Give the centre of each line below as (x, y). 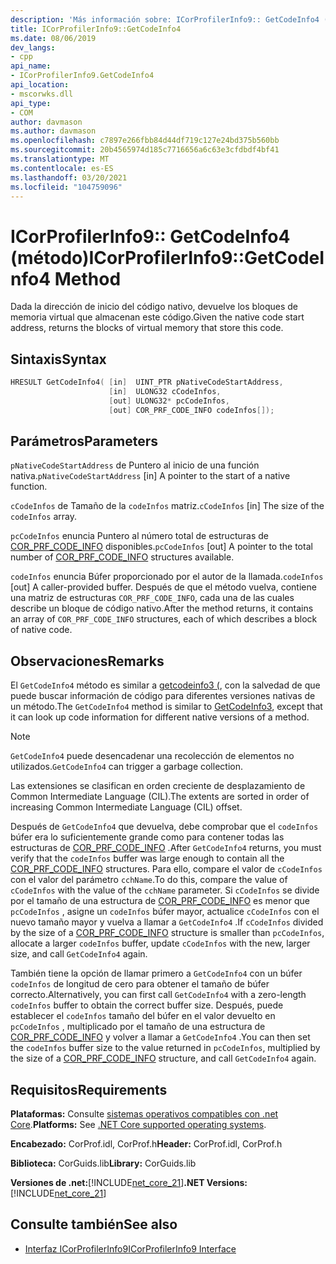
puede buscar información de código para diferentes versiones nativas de (163, 696)
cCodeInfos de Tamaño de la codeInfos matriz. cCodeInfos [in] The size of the (167, 506)
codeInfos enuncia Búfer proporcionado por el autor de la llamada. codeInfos (167, 577)
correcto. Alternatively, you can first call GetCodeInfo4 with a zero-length (158, 995)
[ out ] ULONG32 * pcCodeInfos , (169, 401)
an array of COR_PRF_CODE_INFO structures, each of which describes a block (164, 619)
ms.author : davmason (53, 131)
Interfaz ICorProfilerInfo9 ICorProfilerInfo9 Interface (130, 1248)
